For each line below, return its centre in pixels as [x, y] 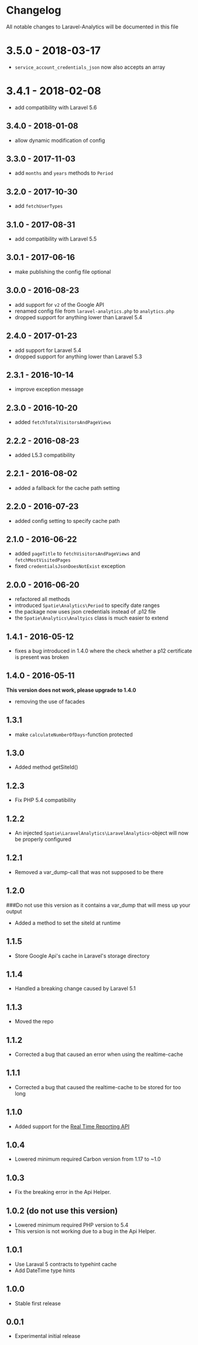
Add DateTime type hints [45, 1270]
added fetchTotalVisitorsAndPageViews [63, 422]
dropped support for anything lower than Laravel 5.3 [78, 357]
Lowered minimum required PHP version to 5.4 [72, 1225]
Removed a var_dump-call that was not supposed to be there [89, 872]
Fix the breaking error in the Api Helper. [63, 1192]
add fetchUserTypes [39, 206]
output [14, 911]
